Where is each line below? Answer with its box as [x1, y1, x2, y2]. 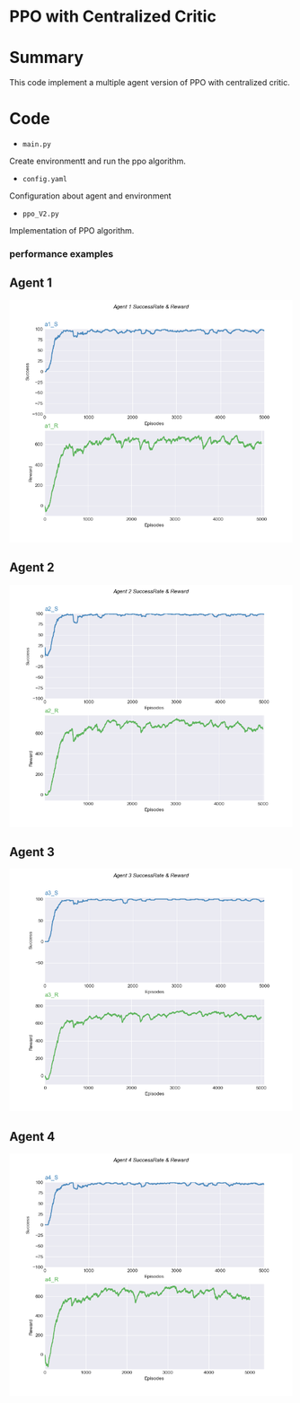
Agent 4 [9, 1129, 56, 1144]
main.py [22, 140, 51, 149]
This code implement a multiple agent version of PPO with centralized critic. [9, 77, 290, 88]
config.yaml [22, 175, 67, 184]
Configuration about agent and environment [9, 190, 172, 201]
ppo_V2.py [22, 209, 60, 219]
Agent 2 [9, 560, 55, 576]
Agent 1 [9, 276, 52, 291]
